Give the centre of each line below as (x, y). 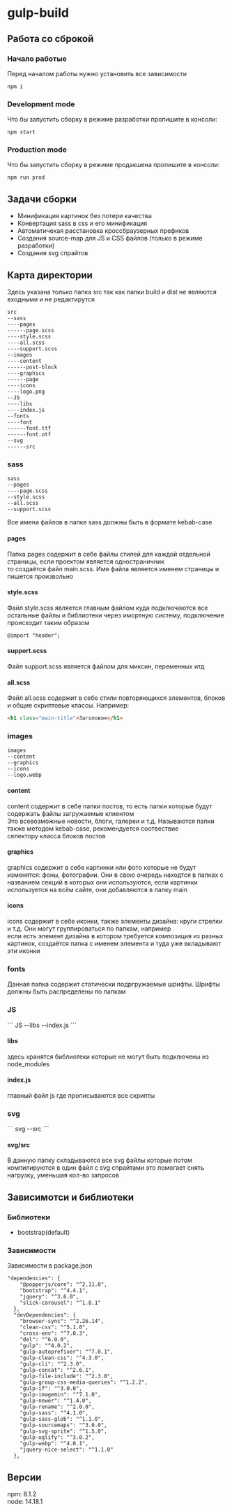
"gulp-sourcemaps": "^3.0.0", (64, 1425)
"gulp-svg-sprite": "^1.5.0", (64, 1431)
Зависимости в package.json (50, 1266)
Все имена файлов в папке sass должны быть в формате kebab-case (110, 522)
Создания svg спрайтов (53, 253)
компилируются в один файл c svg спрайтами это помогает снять (106, 1168)
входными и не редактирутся (51, 299)
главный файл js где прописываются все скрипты (81, 1095)
